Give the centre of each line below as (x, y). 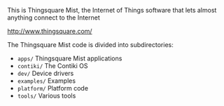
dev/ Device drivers (45, 73)
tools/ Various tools (47, 95)
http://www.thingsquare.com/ (50, 31)
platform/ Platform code (53, 88)
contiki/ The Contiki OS (52, 66)
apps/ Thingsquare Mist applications (70, 58)
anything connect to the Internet (54, 18)
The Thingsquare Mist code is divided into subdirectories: (90, 45)
